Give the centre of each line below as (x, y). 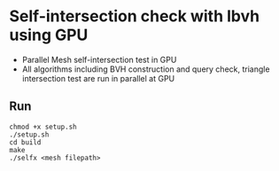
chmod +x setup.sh (43, 127)
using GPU (49, 35)
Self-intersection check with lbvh (134, 16)
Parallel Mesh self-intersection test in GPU (99, 59)
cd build (25, 142)
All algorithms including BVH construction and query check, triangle (146, 69)
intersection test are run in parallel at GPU (98, 78)
